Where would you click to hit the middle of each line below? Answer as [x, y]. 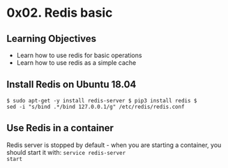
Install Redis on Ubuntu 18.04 [71, 85]
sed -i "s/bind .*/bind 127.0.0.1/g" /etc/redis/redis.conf [96, 107]
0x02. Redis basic [60, 13]
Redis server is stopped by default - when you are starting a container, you [114, 145]
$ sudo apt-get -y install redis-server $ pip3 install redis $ [102, 100]
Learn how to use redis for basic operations [79, 55]
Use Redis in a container [60, 128]
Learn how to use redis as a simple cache [76, 63]
